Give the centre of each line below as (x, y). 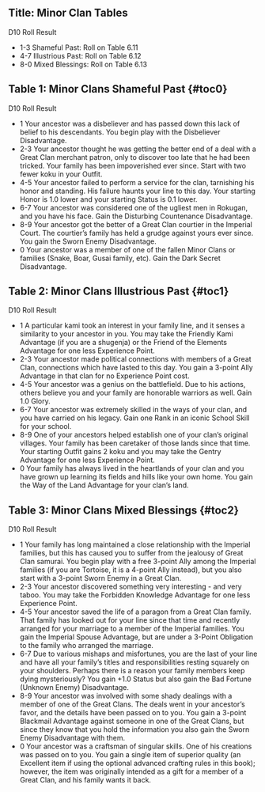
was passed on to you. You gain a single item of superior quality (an (130, 755)
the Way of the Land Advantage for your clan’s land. (104, 485)
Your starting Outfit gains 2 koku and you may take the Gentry (120, 452)
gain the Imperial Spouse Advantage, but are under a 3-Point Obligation (136, 637)
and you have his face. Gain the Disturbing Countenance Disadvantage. (136, 216)
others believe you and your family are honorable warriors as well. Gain (136, 393)
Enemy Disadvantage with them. (72, 738)
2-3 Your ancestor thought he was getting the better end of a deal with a (138, 149)
